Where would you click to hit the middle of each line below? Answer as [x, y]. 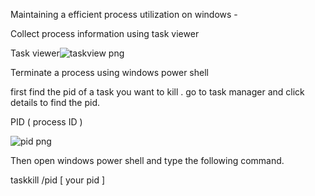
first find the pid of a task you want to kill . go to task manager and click [157, 92]
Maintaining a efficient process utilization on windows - [124, 14]
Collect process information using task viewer [105, 33]
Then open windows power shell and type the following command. [147, 160]
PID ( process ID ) [46, 122]
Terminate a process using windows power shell [109, 72]
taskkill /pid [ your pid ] [57, 180]
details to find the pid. [55, 102]
